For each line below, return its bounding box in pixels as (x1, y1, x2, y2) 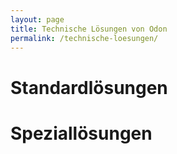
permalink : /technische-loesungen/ (10, 33, 159, 43)
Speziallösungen (10, 122, 153, 145)
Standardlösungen (10, 76, 168, 99)
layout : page (10, 14, 65, 25)
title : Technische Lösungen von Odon (10, 24, 168, 34)
